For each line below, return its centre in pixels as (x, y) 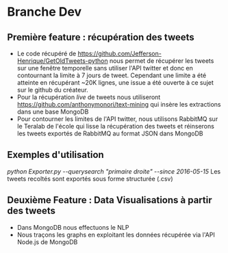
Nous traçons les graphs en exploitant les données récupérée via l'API (116, 235)
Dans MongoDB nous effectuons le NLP (73, 227)
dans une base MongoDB (53, 111)
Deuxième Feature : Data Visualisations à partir (110, 200)
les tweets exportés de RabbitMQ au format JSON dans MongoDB (110, 133)
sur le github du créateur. (53, 90)
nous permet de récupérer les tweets (162, 61)
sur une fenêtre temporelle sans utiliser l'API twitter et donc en (105, 68)
